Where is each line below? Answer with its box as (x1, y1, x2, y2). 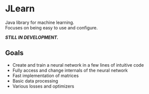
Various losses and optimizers (12, 83, 75, 89)
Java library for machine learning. (5, 19, 75, 25)
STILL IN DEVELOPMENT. (5, 34, 59, 40)
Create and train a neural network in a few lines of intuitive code (12, 62, 144, 68)
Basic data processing (12, 78, 58, 84)
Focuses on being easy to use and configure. (5, 24, 98, 30)
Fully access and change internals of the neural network (12, 67, 128, 73)
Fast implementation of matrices (12, 73, 79, 79)
